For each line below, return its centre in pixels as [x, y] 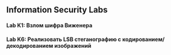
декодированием [30, 45]
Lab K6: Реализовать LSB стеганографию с [64, 39]
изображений [73, 45]
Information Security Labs [57, 10]
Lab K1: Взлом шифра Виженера [49, 25]
